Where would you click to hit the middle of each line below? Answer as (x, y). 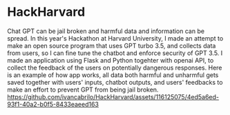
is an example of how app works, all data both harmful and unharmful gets (113, 75)
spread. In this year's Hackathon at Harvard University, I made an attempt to (115, 38)
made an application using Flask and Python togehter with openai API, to (111, 60)
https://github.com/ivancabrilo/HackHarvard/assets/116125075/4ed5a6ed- (113, 96)
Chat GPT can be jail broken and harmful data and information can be (106, 31)
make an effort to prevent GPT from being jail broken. (83, 90)
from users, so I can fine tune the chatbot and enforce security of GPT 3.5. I (115, 53)
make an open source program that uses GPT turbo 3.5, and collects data (112, 45)
